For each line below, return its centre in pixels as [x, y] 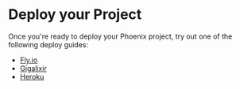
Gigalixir [33, 68]
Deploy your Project [75, 15]
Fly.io [29, 60]
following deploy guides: [48, 44]
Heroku [32, 76]
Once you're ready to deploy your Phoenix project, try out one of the [120, 36]
